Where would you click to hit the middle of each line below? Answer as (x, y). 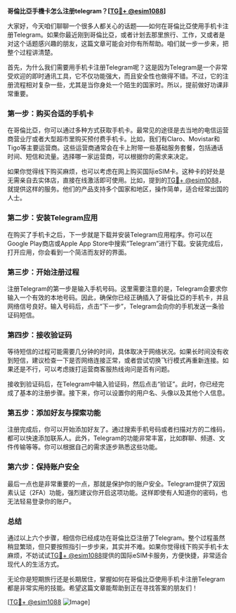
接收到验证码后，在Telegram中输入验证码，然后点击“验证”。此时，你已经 (113, 384)
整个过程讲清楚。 (32, 52)
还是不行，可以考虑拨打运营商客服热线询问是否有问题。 (93, 369)
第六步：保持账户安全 (43, 467)
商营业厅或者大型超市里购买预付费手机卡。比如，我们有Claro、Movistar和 (114, 139)
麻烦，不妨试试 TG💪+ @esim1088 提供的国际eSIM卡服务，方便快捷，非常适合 (118, 555)
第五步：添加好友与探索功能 (54, 413)
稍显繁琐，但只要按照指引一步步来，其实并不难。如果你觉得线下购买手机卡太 (118, 547)
